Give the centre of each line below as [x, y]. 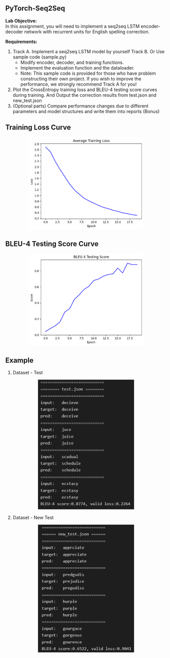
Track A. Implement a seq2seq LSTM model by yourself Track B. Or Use [89, 51]
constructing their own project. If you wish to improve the [81, 78]
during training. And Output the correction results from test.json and [84, 95]
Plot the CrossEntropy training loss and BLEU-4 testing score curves [85, 90]
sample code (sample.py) [39, 57]
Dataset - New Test [33, 517]
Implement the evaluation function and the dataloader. [77, 68]
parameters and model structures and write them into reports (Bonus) [86, 111]
